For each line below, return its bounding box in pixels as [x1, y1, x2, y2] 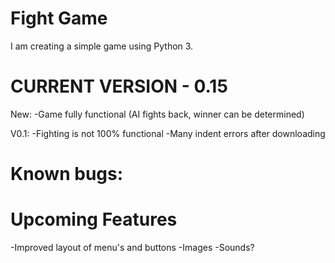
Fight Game [10, 7, 108, 30]
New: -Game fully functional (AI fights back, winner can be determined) [10, 108, 305, 120]
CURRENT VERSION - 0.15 [10, 75, 228, 98]
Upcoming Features [10, 208, 178, 231]
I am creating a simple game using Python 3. [10, 40, 194, 52]
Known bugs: [10, 163, 124, 186]
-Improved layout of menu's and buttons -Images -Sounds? [10, 242, 255, 253]
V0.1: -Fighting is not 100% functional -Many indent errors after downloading [10, 127, 326, 139]
